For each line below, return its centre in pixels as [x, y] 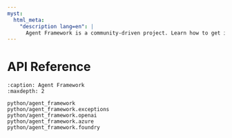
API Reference [49, 67]
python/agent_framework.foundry [54, 128]
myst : [15, 13]
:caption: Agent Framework [46, 86]
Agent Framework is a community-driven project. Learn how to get [123, 33]
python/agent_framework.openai [52, 116]
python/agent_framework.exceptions [58, 110]
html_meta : [29, 20]
